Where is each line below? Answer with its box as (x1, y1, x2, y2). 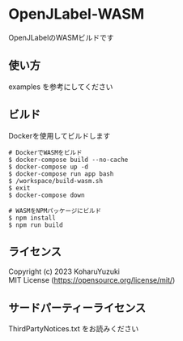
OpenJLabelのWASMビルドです (8, 32, 114, 42)
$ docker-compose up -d (8, 163, 89, 171)
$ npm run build (8, 220, 63, 229)
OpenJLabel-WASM (8, 5, 145, 23)
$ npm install (8, 214, 57, 222)
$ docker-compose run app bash (8, 169, 114, 178)
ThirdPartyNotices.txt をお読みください (8, 324, 139, 334)
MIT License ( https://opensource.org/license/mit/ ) (8, 275, 176, 285)
